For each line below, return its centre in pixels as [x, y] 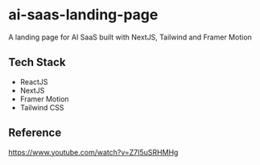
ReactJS [34, 81]
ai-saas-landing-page [83, 15]
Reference [35, 133]
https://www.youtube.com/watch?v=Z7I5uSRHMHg [93, 152]
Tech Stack [37, 62]
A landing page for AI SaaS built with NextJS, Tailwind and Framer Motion [130, 37]
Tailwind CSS [42, 107]
